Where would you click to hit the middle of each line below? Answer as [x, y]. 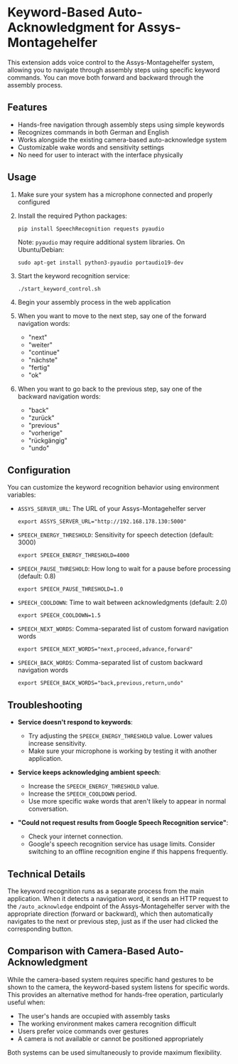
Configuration [39, 470]
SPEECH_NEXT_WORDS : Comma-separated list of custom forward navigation [123, 629]
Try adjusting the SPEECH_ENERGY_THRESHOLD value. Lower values [120, 736]
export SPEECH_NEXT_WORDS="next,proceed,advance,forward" [105, 649]
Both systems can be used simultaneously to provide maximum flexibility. [115, 1052]
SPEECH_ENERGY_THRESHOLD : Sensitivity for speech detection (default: [116, 535]
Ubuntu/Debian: [41, 249]
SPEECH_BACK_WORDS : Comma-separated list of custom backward [110, 663]
